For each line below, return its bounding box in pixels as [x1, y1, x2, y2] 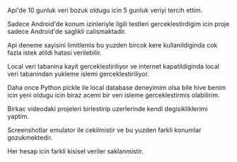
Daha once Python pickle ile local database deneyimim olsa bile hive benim [7, 83, 226, 91]
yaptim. [7, 112, 30, 120]
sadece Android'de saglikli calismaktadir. [7, 28, 127, 35]
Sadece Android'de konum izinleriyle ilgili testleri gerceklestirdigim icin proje [7, 20, 230, 28]
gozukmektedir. [7, 134, 53, 141]
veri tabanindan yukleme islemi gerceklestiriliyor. [7, 70, 150, 78]
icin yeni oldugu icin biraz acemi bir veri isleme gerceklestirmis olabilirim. [7, 91, 221, 99]
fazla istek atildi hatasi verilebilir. [7, 49, 102, 57]
